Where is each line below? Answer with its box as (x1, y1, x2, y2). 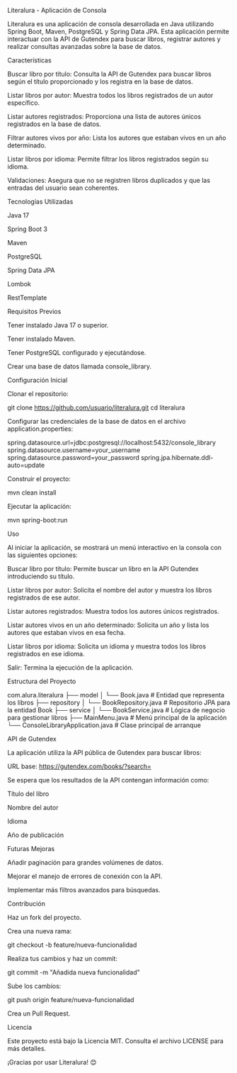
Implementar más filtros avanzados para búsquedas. (7, 886, 161, 894)
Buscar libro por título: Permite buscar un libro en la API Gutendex (7, 565, 200, 573)
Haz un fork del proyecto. (7, 914, 82, 921)
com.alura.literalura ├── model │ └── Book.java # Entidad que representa (7, 691, 225, 699)
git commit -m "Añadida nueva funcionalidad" (7, 968, 140, 977)
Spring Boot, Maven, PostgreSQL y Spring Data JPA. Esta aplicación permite (7, 28, 230, 35)
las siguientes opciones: (7, 551, 78, 559)
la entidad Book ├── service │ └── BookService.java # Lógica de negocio (7, 706, 225, 714)
